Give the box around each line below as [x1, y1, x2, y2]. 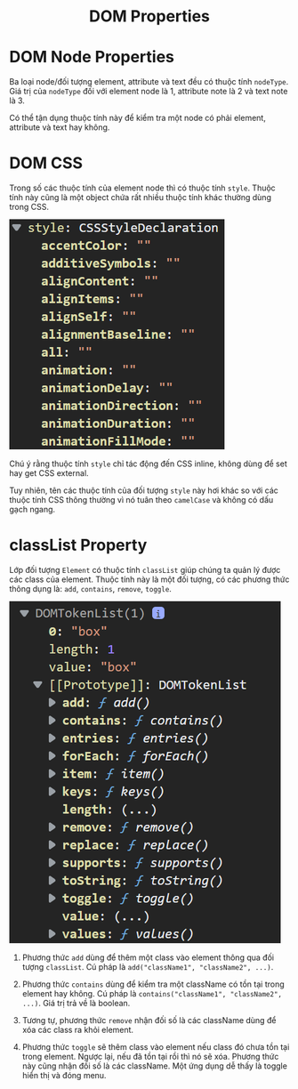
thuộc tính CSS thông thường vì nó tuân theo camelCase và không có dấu [9, 495, 274, 505]
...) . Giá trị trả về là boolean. [21, 998, 131, 1008]
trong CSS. [9, 202, 50, 213]
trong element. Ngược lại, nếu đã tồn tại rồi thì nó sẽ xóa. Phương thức [21, 1052, 279, 1061]
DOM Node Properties [9, 47, 175, 68]
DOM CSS [9, 153, 83, 173]
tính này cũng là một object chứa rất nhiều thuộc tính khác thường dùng [9, 192, 271, 203]
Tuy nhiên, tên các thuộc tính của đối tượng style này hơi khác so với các [9, 485, 278, 496]
